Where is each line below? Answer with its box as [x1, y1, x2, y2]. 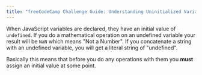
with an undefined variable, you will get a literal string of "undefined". [6, 44, 178, 51]
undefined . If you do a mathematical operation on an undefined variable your [6, 31, 195, 39]
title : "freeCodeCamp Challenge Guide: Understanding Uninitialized [6, 8, 182, 15]
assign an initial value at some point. [6, 62, 96, 69]
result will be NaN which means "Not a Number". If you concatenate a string [6, 37, 192, 45]
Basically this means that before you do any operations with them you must [6, 55, 194, 62]
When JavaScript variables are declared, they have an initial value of [6, 25, 176, 32]
